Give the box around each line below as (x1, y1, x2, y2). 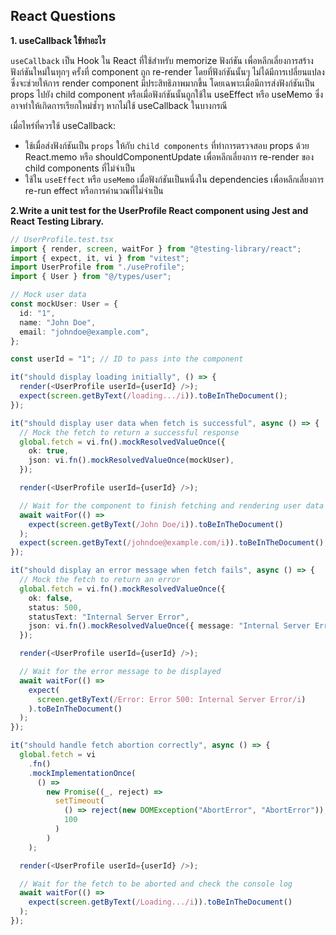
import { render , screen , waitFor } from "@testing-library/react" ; (10, 244, 302, 254)
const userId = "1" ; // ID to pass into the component (10, 354, 244, 364)
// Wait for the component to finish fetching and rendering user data (19, 500, 325, 511)
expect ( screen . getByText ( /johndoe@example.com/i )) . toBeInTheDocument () (19, 538, 325, 548)
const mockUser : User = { (10, 299, 118, 309)
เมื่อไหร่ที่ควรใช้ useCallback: (10, 119, 116, 131)
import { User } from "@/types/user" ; (10, 272, 172, 282)
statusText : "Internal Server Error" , (28, 612, 190, 622)
